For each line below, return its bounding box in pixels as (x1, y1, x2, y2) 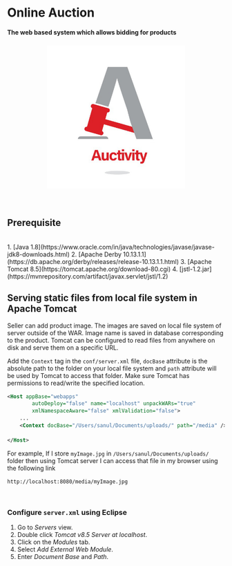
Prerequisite (7, 217, 61, 229)
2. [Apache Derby (71, 250, 122, 258)
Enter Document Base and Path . (17, 552, 109, 560)
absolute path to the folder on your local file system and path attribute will (7, 364, 217, 372)
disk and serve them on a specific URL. (7, 343, 119, 352)
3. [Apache (180, 257, 212, 265)
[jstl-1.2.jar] (179, 265, 212, 273)
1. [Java (7, 243, 30, 251)
